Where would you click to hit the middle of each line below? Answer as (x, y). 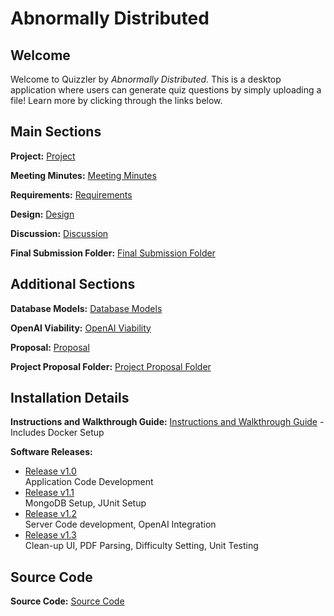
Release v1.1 (49, 493)
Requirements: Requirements (71, 194)
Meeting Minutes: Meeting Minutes (83, 175)
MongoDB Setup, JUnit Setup (85, 503)
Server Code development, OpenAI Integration (120, 524)
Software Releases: (51, 452)
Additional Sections (73, 284)
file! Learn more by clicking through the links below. (116, 100)
